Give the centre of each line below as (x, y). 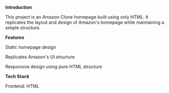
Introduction (18, 7)
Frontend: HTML (22, 86)
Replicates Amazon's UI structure (40, 57)
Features (15, 37)
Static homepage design (31, 47)
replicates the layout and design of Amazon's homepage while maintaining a (85, 22)
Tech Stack (17, 76)
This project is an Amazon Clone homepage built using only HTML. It (77, 17)
